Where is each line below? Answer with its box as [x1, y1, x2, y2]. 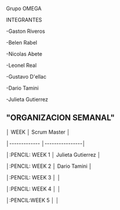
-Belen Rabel [6, 39, 37, 46]
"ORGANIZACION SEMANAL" [6, 113, 115, 123]
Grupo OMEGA [6, 5, 42, 12]
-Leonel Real [6, 62, 37, 69]
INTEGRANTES [6, 16, 42, 23]
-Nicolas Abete [6, 50, 43, 57]
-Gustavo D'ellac [6, 73, 47, 80]
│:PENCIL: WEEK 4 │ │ [6, 185, 61, 192]
